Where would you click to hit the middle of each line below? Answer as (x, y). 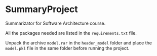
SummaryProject (42, 9)
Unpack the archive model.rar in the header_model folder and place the (78, 43)
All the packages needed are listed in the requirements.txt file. (71, 33)
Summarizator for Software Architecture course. (55, 23)
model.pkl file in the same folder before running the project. (67, 48)
